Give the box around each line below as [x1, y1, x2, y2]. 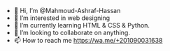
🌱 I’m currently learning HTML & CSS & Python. [13, 21, 150, 29]
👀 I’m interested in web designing [13, 14, 111, 22]
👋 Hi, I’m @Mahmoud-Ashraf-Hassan [13, 7, 121, 14]
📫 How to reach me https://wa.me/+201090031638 [13, 37, 163, 44]
